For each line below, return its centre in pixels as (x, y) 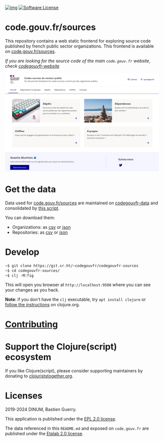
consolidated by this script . (32, 208)
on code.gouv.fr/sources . (31, 51)
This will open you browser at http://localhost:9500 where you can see (78, 285)
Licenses (24, 396)
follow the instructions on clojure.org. (42, 304)
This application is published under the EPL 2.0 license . (61, 418)
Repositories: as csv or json (40, 232)
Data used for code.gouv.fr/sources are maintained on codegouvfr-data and (82, 203)
